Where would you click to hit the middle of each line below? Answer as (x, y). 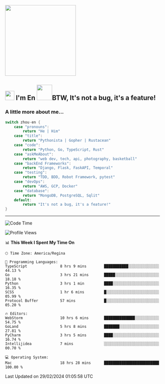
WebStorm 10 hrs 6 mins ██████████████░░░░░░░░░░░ (82, 318)
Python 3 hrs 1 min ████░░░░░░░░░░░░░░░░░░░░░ (82, 284)
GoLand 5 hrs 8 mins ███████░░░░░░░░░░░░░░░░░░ (82, 327)
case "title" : (28, 136)
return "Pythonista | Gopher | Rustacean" (67, 141)
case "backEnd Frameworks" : (42, 163)
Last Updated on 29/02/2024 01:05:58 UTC (49, 377)
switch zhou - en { (23, 122)
